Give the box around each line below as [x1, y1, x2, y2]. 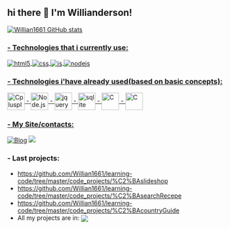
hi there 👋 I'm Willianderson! [7, 7, 133, 19]
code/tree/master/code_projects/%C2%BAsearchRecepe [17, 192, 182, 200]
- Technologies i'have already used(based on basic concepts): [7, 76, 223, 86]
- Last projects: [7, 153, 60, 163]
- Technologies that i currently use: [7, 42, 129, 52]
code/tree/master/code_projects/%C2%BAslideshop [17, 176, 168, 185]
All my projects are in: [17, 213, 80, 222]
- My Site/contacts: [7, 119, 74, 129]
